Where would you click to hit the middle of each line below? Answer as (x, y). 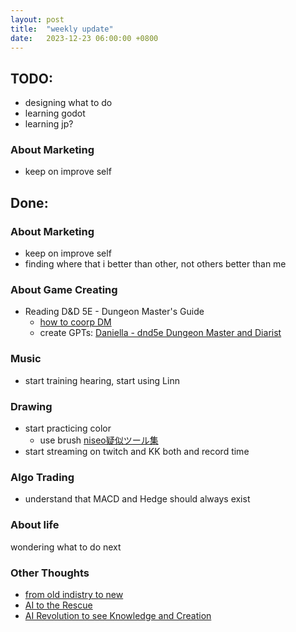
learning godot (55, 113)
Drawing (31, 406)
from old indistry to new (74, 594)
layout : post (37, 19)
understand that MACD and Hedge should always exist (137, 499)
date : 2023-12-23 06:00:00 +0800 (84, 38)
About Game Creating (64, 290)
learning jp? (49, 124)
